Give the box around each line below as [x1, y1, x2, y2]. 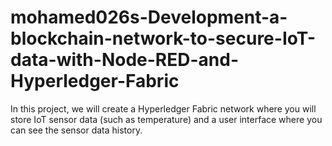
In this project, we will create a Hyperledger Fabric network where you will [10, 102, 317, 115]
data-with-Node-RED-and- [10, 49, 239, 71]
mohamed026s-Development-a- [10, 6, 288, 29]
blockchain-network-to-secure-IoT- [10, 27, 317, 50]
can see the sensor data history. [10, 124, 143, 136]
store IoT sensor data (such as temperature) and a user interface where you [10, 113, 323, 125]
